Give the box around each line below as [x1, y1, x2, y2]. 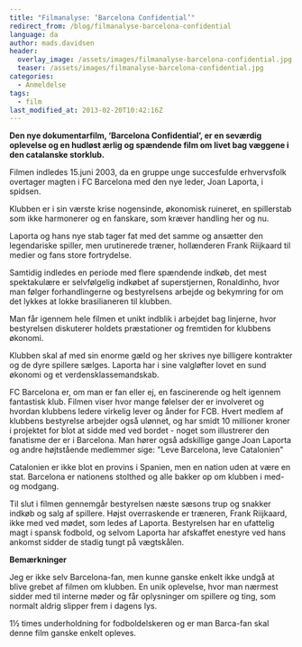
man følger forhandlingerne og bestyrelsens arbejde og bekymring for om [9, 286, 284, 298]
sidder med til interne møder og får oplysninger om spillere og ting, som [9, 591, 277, 602]
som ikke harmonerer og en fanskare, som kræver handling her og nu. [9, 213, 270, 224]
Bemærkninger [9, 554, 68, 565]
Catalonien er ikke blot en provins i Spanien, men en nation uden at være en [9, 462, 291, 473]
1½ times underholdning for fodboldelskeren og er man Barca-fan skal [9, 618, 270, 629]
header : [9, 47, 39, 56]
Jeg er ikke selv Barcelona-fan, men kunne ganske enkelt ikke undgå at [9, 572, 275, 583]
